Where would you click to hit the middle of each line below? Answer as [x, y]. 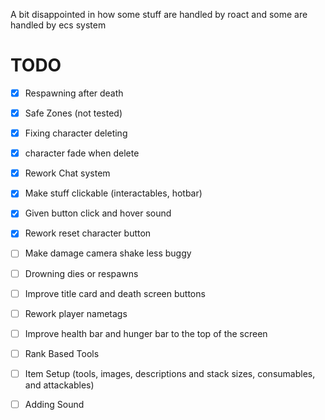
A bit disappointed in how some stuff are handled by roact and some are [159, 14]
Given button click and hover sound [98, 213]
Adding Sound [54, 404]
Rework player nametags [76, 313]
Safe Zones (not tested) [73, 113]
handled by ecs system [58, 25]
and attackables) [59, 385]
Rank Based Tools [62, 353]
